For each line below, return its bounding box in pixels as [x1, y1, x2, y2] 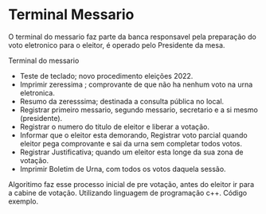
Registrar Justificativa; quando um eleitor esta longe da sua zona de [19, 147, 244, 157]
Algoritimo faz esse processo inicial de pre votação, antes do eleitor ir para [8, 179, 255, 189]
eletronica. [19, 88, 56, 97]
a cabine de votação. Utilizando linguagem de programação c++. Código [8, 188, 248, 197]
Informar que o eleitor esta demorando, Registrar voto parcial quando [19, 130, 248, 140]
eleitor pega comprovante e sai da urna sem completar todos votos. [19, 138, 243, 148]
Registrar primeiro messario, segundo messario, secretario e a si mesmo [19, 105, 259, 115]
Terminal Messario [8, 6, 135, 24]
